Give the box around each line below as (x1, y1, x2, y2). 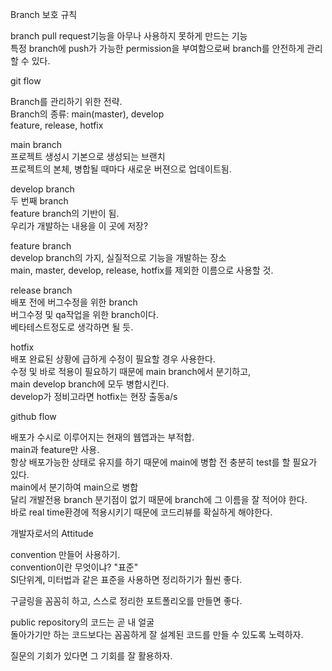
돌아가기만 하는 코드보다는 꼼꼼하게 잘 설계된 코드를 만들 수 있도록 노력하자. (10, 629, 304, 640)
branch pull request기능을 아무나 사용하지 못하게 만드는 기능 (10, 30, 248, 42)
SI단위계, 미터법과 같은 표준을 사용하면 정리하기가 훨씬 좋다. (10, 574, 243, 585)
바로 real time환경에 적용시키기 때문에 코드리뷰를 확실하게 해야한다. (10, 506, 273, 518)
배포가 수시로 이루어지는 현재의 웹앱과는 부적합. (10, 431, 195, 443)
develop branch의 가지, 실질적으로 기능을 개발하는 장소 (10, 252, 227, 263)
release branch (10, 284, 73, 296)
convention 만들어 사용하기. (10, 549, 121, 560)
